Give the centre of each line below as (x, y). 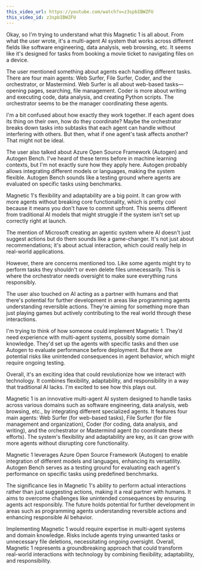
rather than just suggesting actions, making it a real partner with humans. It (99, 492)
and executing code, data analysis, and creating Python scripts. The (90, 97)
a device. (17, 60)
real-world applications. (35, 251)
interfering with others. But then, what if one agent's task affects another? (97, 134)
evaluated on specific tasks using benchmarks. (64, 184)
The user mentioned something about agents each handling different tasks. (99, 71)
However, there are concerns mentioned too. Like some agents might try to (99, 263)
